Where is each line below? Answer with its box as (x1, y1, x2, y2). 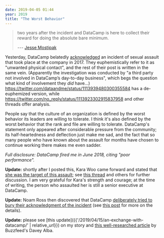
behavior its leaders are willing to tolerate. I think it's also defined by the (5, 116, 151, 122)
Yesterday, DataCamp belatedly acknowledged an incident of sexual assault (5, 54, 159, 60)
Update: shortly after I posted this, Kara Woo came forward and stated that (5, 167, 158, 172)
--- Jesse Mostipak (17, 45, 57, 51)
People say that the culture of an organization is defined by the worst (5, 111, 145, 117)
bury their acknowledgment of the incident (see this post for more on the (5, 203, 153, 208)
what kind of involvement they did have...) (5, 80, 90, 86)
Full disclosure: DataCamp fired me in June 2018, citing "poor (5, 152, 131, 158)
